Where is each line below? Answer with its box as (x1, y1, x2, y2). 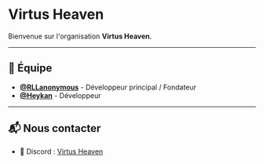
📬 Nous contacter (8, 122, 101, 135)
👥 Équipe (8, 61, 53, 75)
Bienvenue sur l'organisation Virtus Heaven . (8, 31, 152, 41)
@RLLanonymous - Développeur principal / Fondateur (19, 82, 196, 92)
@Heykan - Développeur (19, 90, 101, 100)
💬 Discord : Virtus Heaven (19, 147, 104, 156)
